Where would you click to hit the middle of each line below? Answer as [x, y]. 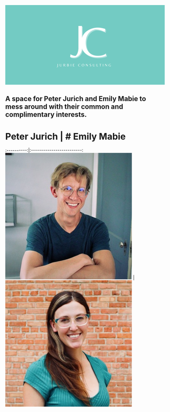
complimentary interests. [46, 115]
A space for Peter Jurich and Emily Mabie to [76, 99]
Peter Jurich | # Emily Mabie [66, 136]
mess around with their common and [64, 107]
